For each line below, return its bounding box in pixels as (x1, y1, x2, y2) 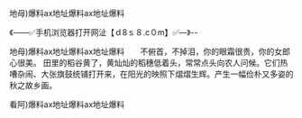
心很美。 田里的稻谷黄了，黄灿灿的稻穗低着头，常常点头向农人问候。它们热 (9, 58, 288, 68)
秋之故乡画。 (9, 80, 57, 90)
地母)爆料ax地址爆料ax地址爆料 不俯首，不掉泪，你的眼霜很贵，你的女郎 (9, 46, 291, 57)
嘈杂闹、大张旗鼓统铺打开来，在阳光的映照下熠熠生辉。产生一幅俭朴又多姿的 (9, 68, 294, 79)
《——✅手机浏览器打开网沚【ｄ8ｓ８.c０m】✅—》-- (9, 27, 198, 38)
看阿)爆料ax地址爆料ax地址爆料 (9, 99, 125, 110)
